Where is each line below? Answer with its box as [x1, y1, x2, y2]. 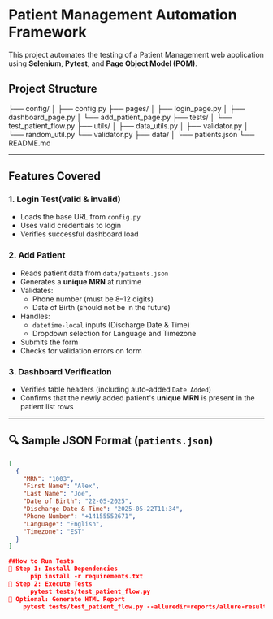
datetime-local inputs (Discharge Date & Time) [32, 319, 191, 330]
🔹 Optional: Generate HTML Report [8, 595, 126, 603]
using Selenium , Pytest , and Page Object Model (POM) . [8, 58, 197, 68]
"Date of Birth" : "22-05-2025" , [23, 497, 132, 505]
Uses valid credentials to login [19, 221, 122, 231]
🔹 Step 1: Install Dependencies [8, 565, 118, 574]
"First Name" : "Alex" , [23, 482, 100, 491]
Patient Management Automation [8, 6, 237, 24]
